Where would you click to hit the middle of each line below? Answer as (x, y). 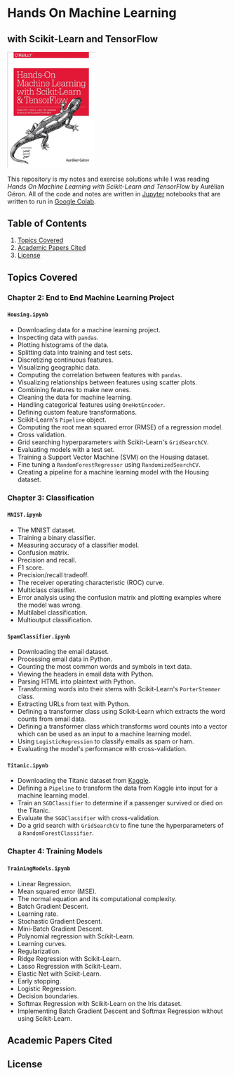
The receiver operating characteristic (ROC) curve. (91, 583)
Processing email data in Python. (65, 659)
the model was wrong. (49, 605)
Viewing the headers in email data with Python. (85, 674)
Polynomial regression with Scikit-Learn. (76, 936)
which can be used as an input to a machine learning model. (104, 734)
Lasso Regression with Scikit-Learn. (69, 966)
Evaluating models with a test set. (66, 449)
